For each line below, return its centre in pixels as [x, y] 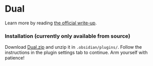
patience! [15, 58]
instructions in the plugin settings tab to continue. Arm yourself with [76, 53]
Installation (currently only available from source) [68, 36]
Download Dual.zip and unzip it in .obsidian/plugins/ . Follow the [73, 47]
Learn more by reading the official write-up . [51, 23]
